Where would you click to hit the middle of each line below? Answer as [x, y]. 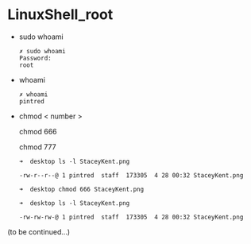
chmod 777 [37, 147]
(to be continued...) [39, 231]
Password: [35, 58]
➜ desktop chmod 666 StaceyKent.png [81, 189]
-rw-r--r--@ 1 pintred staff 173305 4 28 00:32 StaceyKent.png [131, 175]
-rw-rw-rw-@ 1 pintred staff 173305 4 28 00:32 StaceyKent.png [131, 217]
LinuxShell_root [60, 15]
